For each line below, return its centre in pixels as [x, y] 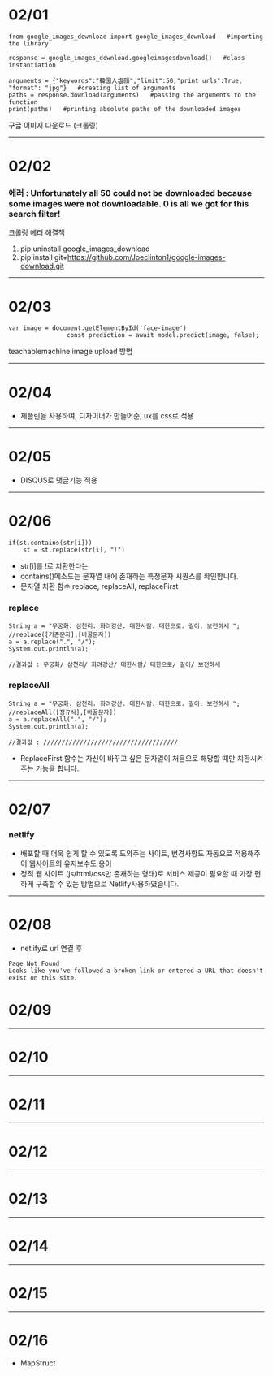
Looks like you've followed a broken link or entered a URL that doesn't [136, 971]
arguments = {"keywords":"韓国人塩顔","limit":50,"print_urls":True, [126, 80]
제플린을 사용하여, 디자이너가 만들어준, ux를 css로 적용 [107, 416]
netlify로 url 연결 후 [51, 949]
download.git [42, 266]
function [23, 102]
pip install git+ [44, 257]
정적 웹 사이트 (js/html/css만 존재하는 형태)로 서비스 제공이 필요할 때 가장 [136, 874]
